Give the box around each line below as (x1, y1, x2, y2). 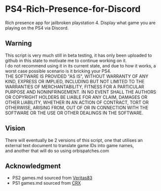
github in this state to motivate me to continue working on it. (5, 58, 127, 64)
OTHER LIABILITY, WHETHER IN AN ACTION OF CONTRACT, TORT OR (5, 99, 149, 105)
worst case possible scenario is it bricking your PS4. (5, 68, 112, 74)
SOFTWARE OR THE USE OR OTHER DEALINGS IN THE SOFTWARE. (5, 110, 143, 116)
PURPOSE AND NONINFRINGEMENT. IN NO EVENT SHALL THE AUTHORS (5, 89, 157, 95)
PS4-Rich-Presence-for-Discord (5, 3, 141, 15)
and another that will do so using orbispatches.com (5, 148, 109, 154)
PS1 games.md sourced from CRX (12, 180, 81, 186)
